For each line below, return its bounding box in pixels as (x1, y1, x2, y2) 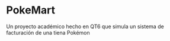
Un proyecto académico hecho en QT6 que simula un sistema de (6, 23, 164, 30)
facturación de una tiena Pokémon (6, 29, 90, 36)
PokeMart (6, 4, 55, 17)
